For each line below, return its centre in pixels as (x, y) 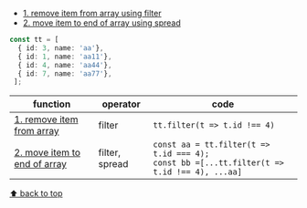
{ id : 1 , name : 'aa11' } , (65, 57)
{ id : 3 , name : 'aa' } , (61, 48)
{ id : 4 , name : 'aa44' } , (65, 65)
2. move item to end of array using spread (101, 23)
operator (121, 104)
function (52, 104)
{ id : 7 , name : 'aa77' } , (65, 73)
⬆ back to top (36, 193)
